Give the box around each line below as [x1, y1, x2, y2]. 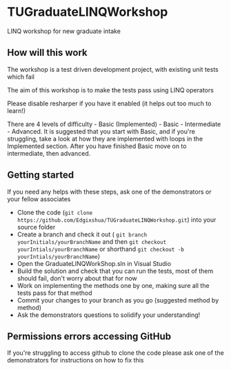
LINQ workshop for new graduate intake [7, 27, 121, 35]
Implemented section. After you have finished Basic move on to [7, 142, 187, 150]
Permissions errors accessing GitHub [7, 330, 171, 342]
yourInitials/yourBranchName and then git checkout [17, 237, 167, 245]
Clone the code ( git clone [17, 208, 93, 216]
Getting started [7, 169, 74, 181]
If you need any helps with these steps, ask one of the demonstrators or [7, 187, 212, 196]
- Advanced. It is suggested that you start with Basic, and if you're [7, 127, 195, 135]
